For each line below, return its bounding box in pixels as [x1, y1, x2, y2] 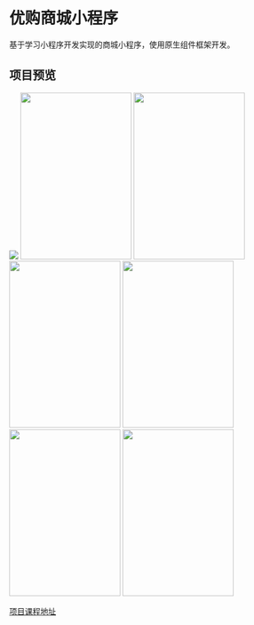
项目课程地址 [9, 605, 56, 616]
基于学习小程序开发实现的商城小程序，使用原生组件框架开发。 [9, 39, 235, 50]
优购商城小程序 [9, 8, 119, 28]
